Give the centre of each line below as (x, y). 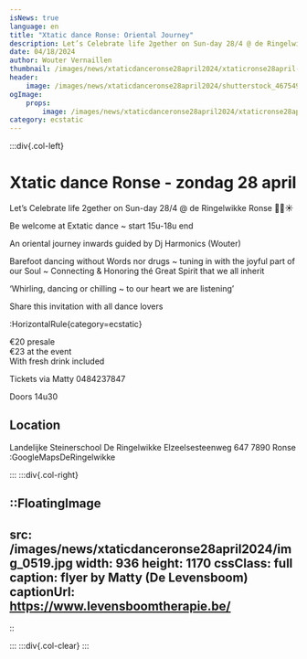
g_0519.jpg (41, 563)
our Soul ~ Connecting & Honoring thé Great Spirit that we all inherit (137, 271)
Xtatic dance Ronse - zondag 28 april (153, 183)
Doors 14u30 (33, 397)
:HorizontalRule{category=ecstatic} (76, 324)
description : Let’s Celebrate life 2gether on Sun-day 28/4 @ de (136, 43)
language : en (34, 27)
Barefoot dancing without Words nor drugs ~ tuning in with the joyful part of (152, 261)
